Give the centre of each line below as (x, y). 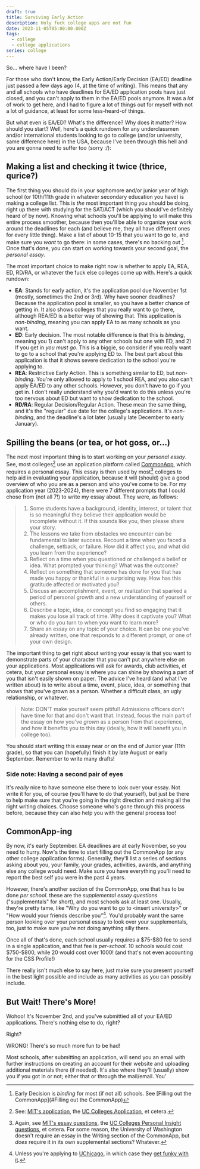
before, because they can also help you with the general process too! (91, 813)
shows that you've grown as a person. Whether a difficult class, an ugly (94, 691)
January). (26, 424)
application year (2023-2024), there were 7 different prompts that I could (96, 491)
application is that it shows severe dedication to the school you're (95, 360)
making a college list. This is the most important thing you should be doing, (98, 203)
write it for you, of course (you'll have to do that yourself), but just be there (98, 793)
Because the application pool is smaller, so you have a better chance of (102, 303)
